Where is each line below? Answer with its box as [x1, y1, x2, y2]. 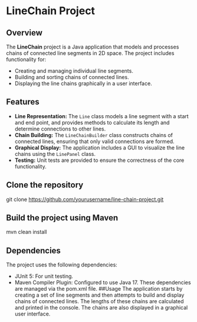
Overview [6, 28, 43, 38]
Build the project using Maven [6, 213, 119, 223]
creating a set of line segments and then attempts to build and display [14, 291, 185, 299]
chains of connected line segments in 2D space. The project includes [6, 50, 175, 57]
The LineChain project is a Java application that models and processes [6, 43, 179, 50]
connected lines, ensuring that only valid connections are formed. [14, 138, 175, 145]
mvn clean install [6, 229, 47, 236]
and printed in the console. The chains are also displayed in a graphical [14, 304, 188, 311]
